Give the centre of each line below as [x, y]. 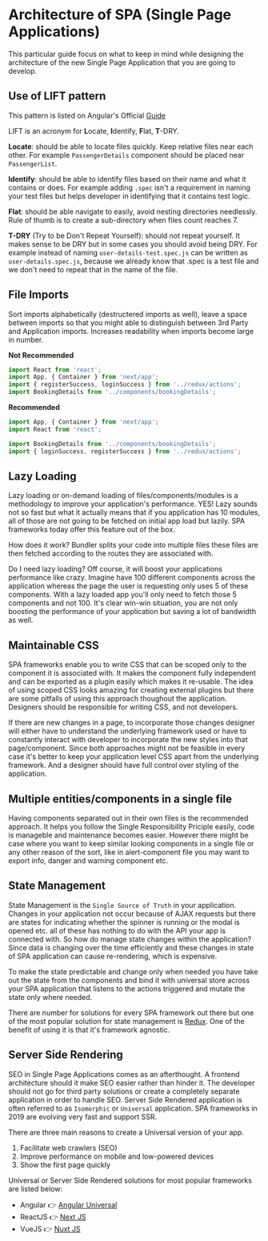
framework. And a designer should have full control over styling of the [124, 765]
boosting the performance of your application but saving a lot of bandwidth [132, 612]
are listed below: [36, 1189]
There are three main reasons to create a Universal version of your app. [126, 1132]
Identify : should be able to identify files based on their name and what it [127, 179]
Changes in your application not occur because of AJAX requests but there [132, 914]
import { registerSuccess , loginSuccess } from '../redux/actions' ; [125, 385]
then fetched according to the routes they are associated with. [111, 553]
